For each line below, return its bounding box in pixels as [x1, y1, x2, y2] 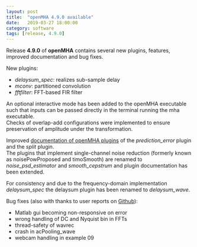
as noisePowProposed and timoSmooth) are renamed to [6, 156, 143, 163]
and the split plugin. [6, 143, 54, 150]
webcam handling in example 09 [14, 235, 95, 242]
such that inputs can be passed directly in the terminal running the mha [6, 107, 180, 114]
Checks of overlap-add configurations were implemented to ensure [6, 119, 170, 126]
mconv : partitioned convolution [14, 82, 91, 89]
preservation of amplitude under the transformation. [6, 126, 133, 133]
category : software [6, 25, 54, 31]
